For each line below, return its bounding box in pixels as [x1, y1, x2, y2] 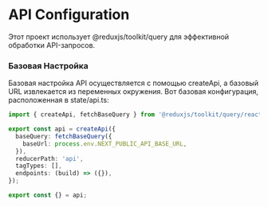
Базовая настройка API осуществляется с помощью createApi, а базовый [8, 78, 259, 88]
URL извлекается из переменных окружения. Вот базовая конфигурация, [8, 87, 259, 96]
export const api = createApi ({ [8, 125, 116, 133]
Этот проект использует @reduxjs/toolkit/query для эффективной [8, 32, 230, 41]
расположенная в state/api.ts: [8, 96, 109, 105]
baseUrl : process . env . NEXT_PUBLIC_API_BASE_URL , [22, 139, 187, 148]
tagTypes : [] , [15, 162, 62, 170]
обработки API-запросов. [8, 40, 96, 49]
